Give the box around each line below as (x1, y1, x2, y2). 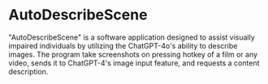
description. (8, 66, 49, 76)
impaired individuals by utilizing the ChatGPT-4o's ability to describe (8, 40, 238, 50)
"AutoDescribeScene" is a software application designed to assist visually (8, 32, 256, 42)
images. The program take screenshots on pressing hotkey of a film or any (8, 49, 258, 59)
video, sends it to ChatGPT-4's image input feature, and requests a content (8, 58, 260, 68)
